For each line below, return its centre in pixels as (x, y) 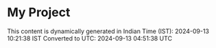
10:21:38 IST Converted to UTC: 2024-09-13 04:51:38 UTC (90, 38)
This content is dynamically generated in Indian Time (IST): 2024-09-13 (108, 31)
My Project (39, 13)
